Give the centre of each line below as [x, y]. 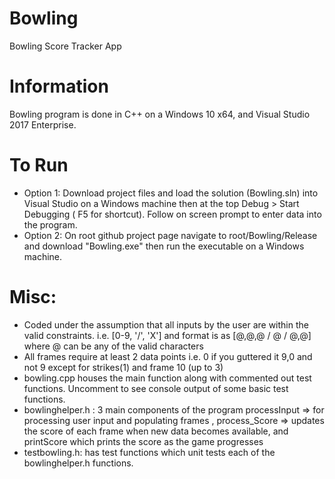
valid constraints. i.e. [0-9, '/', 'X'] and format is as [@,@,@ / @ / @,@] [167, 335]
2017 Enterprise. [43, 124]
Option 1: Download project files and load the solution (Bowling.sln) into [171, 193]
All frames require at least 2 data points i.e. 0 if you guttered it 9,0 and [168, 356]
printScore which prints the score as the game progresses [143, 441]
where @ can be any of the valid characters [113, 346]
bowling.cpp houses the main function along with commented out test [167, 378]
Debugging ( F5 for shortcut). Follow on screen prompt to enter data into [172, 214]
